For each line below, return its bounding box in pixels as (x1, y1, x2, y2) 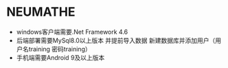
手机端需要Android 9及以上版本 (16, 53, 105, 62)
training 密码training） (28, 45, 91, 53)
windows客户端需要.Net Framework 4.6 (16, 27, 128, 36)
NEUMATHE (6, 4, 76, 20)
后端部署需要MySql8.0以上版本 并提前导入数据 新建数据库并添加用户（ (16, 36, 216, 45)
